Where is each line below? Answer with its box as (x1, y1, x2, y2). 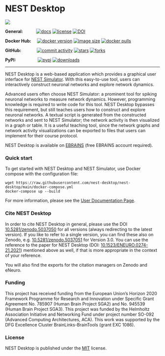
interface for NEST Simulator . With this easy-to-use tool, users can (5, 76, 140, 82)
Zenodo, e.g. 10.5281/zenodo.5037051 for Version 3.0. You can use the (5, 237, 148, 243)
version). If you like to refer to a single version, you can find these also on (5, 231, 154, 237)
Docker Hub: (5, 38, 31, 44)
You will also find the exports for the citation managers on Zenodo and (5, 262, 147, 268)
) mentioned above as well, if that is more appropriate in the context (20, 247, 157, 253)
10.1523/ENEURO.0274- (100, 242, 148, 248)
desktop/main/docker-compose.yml (5, 185, 74, 190)
